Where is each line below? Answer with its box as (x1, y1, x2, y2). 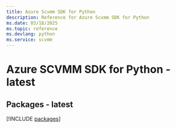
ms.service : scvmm (6, 37, 52, 43)
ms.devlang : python (6, 31, 55, 37)
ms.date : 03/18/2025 (6, 20, 58, 26)
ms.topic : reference (6, 25, 58, 32)
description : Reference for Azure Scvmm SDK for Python (6, 14, 149, 20)
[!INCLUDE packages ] (6, 115, 61, 122)
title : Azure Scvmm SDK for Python (6, 8, 96, 15)
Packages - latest (6, 99, 74, 109)
